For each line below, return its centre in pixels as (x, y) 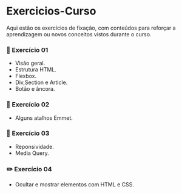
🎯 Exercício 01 (27, 50)
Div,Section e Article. (41, 82)
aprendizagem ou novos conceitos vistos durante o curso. (79, 34)
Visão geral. (30, 63)
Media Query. (32, 153)
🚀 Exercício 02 (28, 105)
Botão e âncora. (35, 89)
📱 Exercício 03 (28, 133)
